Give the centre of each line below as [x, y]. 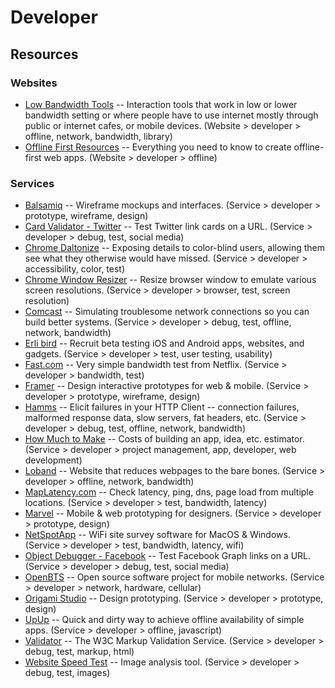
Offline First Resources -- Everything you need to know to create [158, 147]
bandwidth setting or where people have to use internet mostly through [171, 115]
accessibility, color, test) [75, 269]
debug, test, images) [67, 673]
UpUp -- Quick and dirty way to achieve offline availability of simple [164, 620]
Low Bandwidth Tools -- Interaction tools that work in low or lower [161, 104]
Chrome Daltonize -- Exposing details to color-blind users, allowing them [174, 248]
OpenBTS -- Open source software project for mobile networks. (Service [174, 577]
